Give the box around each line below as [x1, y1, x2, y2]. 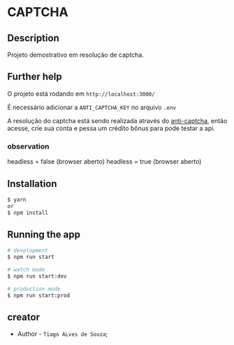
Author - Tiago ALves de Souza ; [17, 330, 108, 338]
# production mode [7, 285, 61, 293]
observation [7, 141, 50, 151]
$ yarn [7, 196, 27, 203]
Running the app [7, 228, 80, 240]
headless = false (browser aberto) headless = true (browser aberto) [7, 157, 202, 166]
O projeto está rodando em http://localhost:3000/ [7, 89, 155, 98]
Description [7, 32, 59, 44]
